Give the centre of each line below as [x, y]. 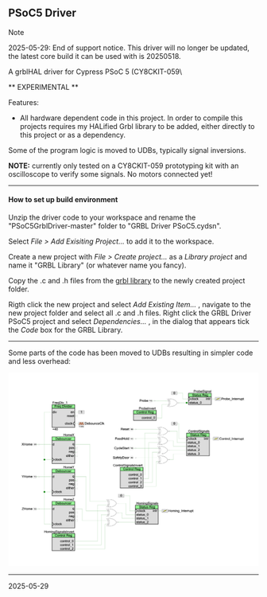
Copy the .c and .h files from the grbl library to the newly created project [127, 281]
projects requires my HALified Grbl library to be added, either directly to [137, 126]
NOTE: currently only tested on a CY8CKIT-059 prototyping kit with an [124, 166]
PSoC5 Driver [43, 13]
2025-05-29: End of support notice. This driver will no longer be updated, [129, 48]
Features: [24, 102]
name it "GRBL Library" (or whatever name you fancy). [97, 265]
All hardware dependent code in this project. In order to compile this [131, 118]
